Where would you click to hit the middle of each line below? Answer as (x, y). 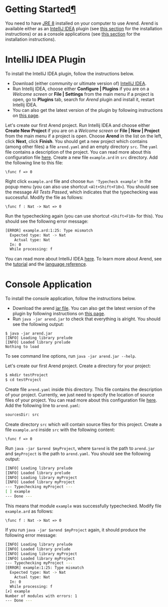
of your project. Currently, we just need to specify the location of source (80, 394)
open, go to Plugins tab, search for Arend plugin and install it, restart (83, 99)
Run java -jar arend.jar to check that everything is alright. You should (87, 319)
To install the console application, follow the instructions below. (71, 299)
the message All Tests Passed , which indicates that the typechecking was (81, 192)
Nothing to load (22, 347)
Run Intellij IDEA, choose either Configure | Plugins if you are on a (81, 89)
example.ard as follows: (29, 511)
